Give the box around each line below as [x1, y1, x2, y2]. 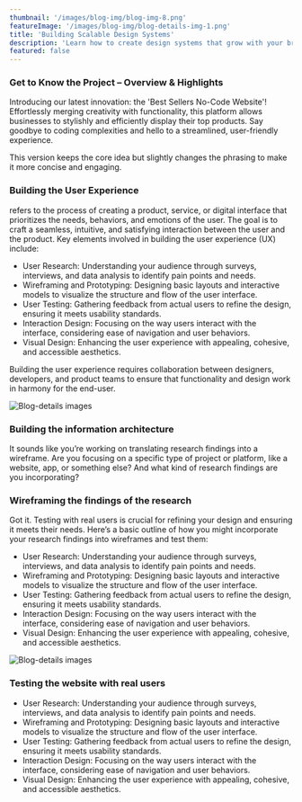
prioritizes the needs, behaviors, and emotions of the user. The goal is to [9, 214, 279, 225]
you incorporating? [9, 472, 79, 483]
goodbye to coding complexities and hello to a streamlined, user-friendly [9, 125, 279, 136]
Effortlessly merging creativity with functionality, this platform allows [9, 106, 263, 117]
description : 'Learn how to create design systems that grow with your [9, 38, 283, 48]
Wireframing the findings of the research [9, 494, 191, 506]
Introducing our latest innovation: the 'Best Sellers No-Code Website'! [9, 96, 268, 108]
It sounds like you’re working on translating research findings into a [9, 443, 259, 454]
